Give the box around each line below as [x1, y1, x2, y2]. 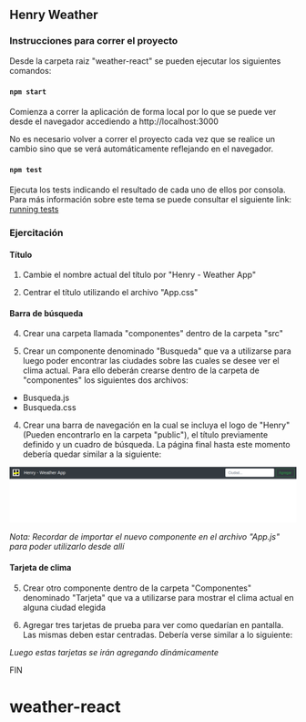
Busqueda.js [22, 392, 70, 404]
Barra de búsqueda [9, 307, 84, 318]
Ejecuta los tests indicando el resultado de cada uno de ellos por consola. [9, 184, 286, 195]
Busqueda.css [22, 402, 76, 413]
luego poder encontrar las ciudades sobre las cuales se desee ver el [22, 356, 280, 366]
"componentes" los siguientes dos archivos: [22, 375, 189, 386]
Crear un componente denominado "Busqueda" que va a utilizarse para [22, 346, 291, 356]
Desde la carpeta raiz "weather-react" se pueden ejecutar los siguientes [9, 55, 281, 67]
